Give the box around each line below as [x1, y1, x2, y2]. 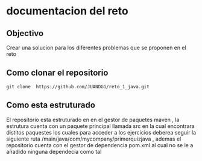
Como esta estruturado [6, 100, 95, 111]
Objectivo [6, 28, 44, 38]
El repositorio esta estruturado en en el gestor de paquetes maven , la [6, 116, 180, 123]
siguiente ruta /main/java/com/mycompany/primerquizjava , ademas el [6, 135, 181, 142]
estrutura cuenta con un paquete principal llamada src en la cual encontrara [6, 122, 195, 130]
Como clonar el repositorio [6, 68, 109, 78]
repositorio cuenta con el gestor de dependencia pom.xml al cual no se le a [6, 141, 194, 148]
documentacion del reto [6, 4, 128, 18]
